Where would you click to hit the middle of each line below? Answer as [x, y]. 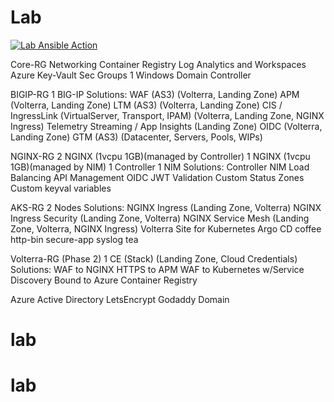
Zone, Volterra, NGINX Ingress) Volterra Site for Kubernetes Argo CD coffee [166, 228]
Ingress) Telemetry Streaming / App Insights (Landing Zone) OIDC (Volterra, [166, 126]
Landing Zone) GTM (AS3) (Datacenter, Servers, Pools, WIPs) [136, 137]
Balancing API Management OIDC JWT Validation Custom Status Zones [157, 177]
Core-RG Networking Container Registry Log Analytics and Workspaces [158, 64]
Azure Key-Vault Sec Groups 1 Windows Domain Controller [131, 75]
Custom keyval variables [61, 188]
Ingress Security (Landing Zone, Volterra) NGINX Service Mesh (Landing [160, 218]
